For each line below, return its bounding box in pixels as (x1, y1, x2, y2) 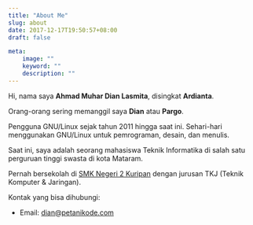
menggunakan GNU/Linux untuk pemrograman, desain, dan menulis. (8, 130, 230, 139)
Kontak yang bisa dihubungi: (8, 192, 101, 201)
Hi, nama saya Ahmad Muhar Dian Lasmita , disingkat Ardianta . (8, 91, 214, 101)
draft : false (8, 33, 51, 42)
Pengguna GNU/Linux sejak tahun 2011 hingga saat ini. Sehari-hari (8, 121, 222, 131)
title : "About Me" (8, 11, 68, 20)
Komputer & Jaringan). (8, 177, 81, 186)
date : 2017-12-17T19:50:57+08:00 (8, 26, 118, 34)
